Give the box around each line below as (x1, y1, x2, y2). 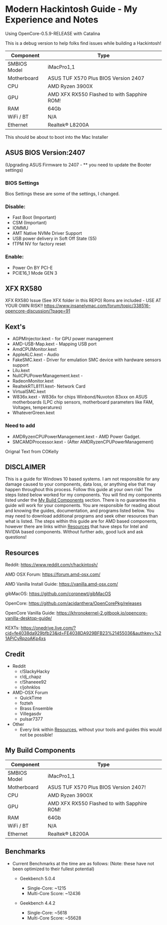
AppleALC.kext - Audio (12, 352, 60, 358)
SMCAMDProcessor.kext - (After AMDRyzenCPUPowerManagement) (12, 439, 154, 445)
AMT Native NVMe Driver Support (12, 230, 82, 236)
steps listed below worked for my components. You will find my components (5, 492, 162, 498)
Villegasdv (19, 711, 41, 717)
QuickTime (19, 695, 42, 701)
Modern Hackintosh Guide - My (5, 3, 138, 15)
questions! (5, 534, 27, 540)
